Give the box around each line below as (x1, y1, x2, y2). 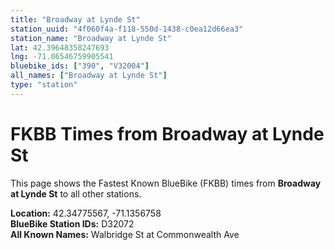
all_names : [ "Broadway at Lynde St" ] (10, 71, 168, 81)
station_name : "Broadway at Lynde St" (10, 33, 172, 43)
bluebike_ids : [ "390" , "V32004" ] (10, 61, 150, 71)
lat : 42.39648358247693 (10, 42, 110, 53)
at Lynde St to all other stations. (10, 187, 142, 200)
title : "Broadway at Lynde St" (10, 14, 141, 25)
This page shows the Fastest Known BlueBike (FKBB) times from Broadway (10, 177, 322, 189)
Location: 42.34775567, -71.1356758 (10, 207, 162, 219)
